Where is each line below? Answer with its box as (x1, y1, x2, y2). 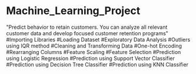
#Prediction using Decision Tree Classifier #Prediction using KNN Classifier (6, 60, 189, 68)
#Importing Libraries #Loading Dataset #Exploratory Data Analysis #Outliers (6, 36, 191, 43)
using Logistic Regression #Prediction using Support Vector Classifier (6, 55, 175, 62)
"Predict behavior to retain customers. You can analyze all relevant (6, 23, 168, 31)
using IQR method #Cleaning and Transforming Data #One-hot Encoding (6, 42, 182, 49)
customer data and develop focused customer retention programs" (6, 29, 169, 36)
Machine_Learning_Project (6, 4, 141, 18)
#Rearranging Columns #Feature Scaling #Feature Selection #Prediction (6, 48, 181, 55)
